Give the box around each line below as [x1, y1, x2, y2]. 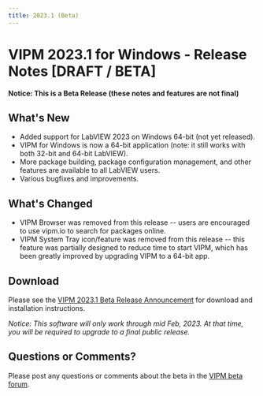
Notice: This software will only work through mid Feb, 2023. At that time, [8, 319, 244, 328]
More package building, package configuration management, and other [19, 157, 252, 166]
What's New [8, 111, 70, 125]
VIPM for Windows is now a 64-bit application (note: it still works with [19, 140, 246, 150]
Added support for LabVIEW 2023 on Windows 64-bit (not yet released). [19, 132, 256, 142]
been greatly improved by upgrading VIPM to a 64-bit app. [19, 252, 210, 261]
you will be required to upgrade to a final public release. [8, 327, 191, 336]
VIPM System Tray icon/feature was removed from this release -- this [19, 234, 246, 245]
